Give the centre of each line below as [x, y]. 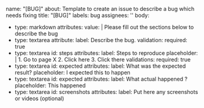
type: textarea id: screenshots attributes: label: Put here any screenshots [106, 92]
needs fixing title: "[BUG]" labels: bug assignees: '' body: [77, 15]
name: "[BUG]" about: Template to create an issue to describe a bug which [100, 9]
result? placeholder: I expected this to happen [73, 72]
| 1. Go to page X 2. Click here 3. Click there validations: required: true [103, 59]
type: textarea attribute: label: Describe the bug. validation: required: [101, 40]
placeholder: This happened [50, 85]
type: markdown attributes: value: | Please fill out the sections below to [104, 27]
